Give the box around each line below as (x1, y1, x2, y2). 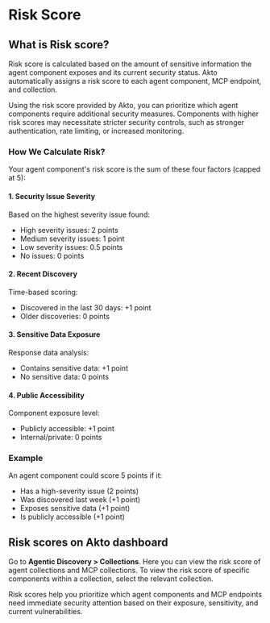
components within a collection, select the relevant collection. (8, 574, 214, 584)
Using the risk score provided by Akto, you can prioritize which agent (8, 101, 239, 110)
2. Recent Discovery (8, 269, 78, 279)
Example (8, 453, 44, 464)
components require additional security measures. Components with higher (8, 109, 260, 118)
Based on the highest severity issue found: (8, 210, 151, 219)
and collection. (8, 85, 58, 94)
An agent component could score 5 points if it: (8, 471, 163, 480)
